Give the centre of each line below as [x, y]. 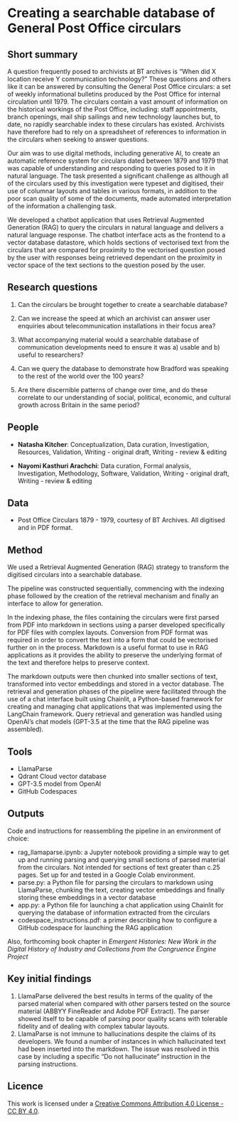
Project [18, 956]
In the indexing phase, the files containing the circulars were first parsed [113, 617]
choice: [18, 838]
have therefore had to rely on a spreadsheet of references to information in [117, 132]
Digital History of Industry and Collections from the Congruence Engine [112, 949]
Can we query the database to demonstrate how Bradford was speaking [123, 368]
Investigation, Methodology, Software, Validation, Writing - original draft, [123, 473]
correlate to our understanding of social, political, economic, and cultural [124, 397]
